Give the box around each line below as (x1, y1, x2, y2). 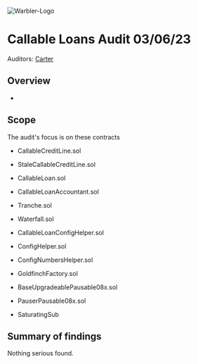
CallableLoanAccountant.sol (17, 187, 100, 196)
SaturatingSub (17, 310, 60, 318)
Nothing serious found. (7, 349, 74, 358)
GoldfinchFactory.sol (17, 269, 79, 277)
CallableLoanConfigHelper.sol (17, 228, 104, 237)
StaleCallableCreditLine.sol (17, 160, 96, 168)
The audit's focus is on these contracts (7, 132, 121, 141)
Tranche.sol (17, 201, 53, 209)
